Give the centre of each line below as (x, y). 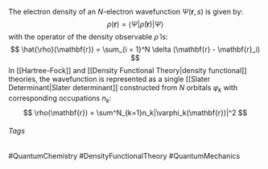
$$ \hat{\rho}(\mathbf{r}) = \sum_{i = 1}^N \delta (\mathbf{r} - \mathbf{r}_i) (135, 49)
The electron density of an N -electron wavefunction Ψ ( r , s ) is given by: (126, 12)
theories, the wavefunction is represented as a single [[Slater (109, 79)
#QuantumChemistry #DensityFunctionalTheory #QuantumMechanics (124, 155)
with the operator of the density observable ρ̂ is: (88, 37)
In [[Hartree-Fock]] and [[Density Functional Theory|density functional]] (128, 70)
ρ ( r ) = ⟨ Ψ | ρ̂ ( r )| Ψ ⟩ (135, 24)
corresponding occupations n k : (60, 99)
